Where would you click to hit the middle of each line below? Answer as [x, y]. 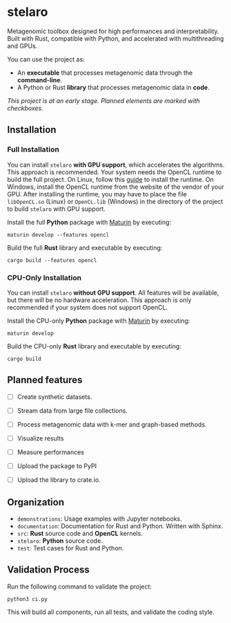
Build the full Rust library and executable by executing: [85, 248]
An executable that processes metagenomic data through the [105, 73]
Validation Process [48, 570]
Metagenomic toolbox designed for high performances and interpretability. [113, 31]
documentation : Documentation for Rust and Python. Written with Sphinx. [120, 526]
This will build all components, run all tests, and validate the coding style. [111, 612]
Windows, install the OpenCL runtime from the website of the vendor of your [115, 187]
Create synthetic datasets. [54, 397]
